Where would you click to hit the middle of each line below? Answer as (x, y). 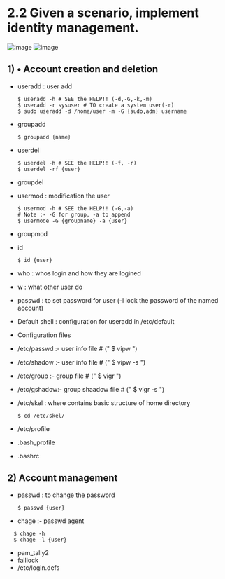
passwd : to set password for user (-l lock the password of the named (118, 300)
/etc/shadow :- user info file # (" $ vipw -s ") (81, 362)
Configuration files (44, 335)
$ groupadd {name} (44, 137)
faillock (28, 560)
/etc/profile (34, 428)
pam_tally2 (33, 552)
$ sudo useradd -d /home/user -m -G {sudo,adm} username (102, 111)
